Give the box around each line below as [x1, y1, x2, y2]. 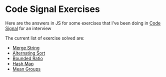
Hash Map [12, 60, 34, 66]
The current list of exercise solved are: [5, 35, 85, 41]
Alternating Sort [12, 50, 45, 56]
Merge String [12, 44, 40, 50]
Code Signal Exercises [5, 3, 100, 15]
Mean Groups [12, 66, 41, 72]
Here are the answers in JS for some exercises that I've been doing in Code [5, 20, 161, 26]
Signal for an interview [5, 25, 51, 31]
